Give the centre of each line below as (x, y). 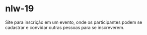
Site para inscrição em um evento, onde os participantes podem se (74, 22)
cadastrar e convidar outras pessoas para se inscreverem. (65, 27)
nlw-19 (20, 9)
